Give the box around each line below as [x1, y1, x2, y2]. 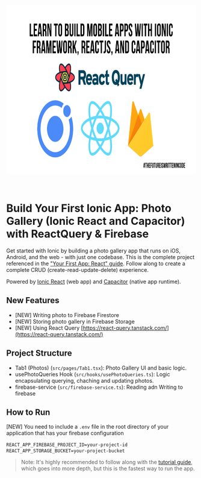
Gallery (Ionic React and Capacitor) [6, 215, 185, 228]
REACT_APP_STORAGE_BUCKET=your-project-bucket [6, 448, 125, 454]
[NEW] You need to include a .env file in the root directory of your [6, 423, 169, 430]
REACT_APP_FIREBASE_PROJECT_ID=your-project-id [6, 442, 128, 448]
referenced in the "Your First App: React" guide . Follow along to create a [6, 260, 185, 267]
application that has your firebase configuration [6, 430, 125, 437]
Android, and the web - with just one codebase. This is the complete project [6, 253, 195, 260]
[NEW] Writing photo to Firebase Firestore [14, 311, 119, 318]
